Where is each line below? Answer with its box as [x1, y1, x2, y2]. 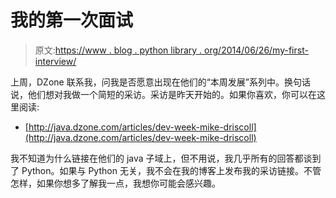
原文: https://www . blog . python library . [34, 44, 203, 56]
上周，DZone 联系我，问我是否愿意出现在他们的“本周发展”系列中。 [10, 76, 285, 88]
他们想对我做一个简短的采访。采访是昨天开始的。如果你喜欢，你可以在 [27, 88, 317, 100]
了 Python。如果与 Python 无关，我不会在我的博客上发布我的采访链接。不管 [10, 164, 322, 176]
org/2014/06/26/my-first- [204, 44, 309, 56]
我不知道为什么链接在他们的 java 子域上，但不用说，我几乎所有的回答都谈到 [10, 152, 322, 164]
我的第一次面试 [10, 9, 134, 32]
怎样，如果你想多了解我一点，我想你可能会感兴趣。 [10, 177, 221, 189]
